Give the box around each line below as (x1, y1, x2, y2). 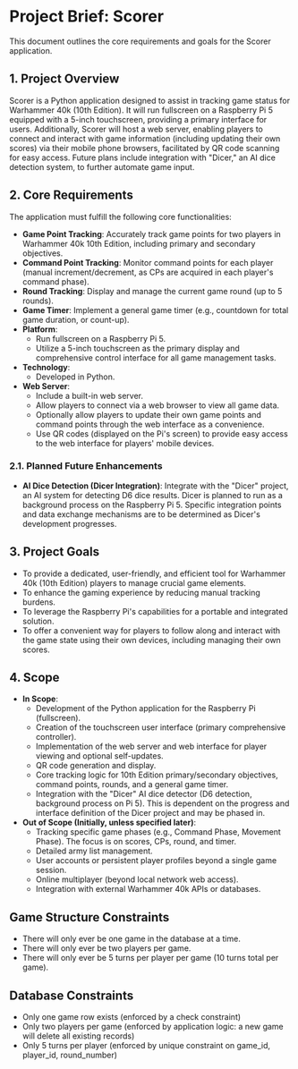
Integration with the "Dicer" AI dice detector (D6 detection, (35, 789, 252, 800)
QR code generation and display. (35, 760, 157, 771)
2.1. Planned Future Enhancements (9, 460, 163, 472)
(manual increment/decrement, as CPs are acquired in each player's (21, 267, 274, 277)
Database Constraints (9, 988, 134, 1003)
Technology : (21, 361, 71, 372)
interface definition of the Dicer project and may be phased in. (35, 808, 266, 819)
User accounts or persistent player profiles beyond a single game (35, 855, 277, 866)
